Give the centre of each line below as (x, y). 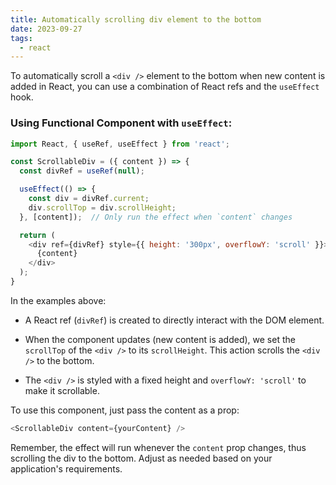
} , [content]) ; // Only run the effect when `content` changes (156, 217)
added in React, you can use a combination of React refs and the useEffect (165, 87)
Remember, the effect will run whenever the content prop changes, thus (158, 447)
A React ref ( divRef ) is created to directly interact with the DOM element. (174, 320)
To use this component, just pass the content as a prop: (125, 410)
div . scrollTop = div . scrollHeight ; (102, 207)
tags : (21, 38)
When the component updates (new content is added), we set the (160, 339)
